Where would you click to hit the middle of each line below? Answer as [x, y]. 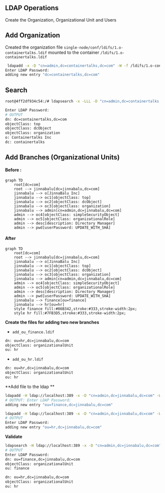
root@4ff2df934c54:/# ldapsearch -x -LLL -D [51, 102]
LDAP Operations [32, 8]
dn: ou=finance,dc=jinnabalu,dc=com [42, 459]
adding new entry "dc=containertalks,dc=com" [52, 75]
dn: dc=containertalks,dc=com [36, 119]
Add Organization [33, 36]
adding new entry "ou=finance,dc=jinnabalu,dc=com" [59, 405]
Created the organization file [34, 47]
